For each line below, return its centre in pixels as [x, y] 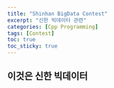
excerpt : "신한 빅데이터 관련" [47, 20]
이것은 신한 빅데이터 [48, 76]
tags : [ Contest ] [31, 33]
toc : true [22, 40]
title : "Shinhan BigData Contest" [58, 14]
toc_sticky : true [33, 46]
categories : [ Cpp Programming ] [53, 27]
